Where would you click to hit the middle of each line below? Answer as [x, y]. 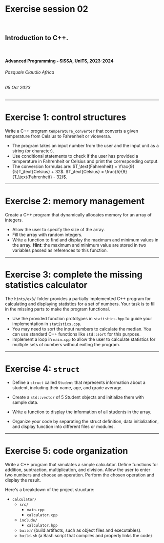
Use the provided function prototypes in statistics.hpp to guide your [82, 318]
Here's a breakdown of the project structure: [50, 489]
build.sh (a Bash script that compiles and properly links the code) [86, 535]
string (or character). [33, 151]
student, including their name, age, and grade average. [67, 387]
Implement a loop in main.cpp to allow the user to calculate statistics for [84, 339]
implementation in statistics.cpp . [47, 324]
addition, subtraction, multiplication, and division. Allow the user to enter [78, 470]
